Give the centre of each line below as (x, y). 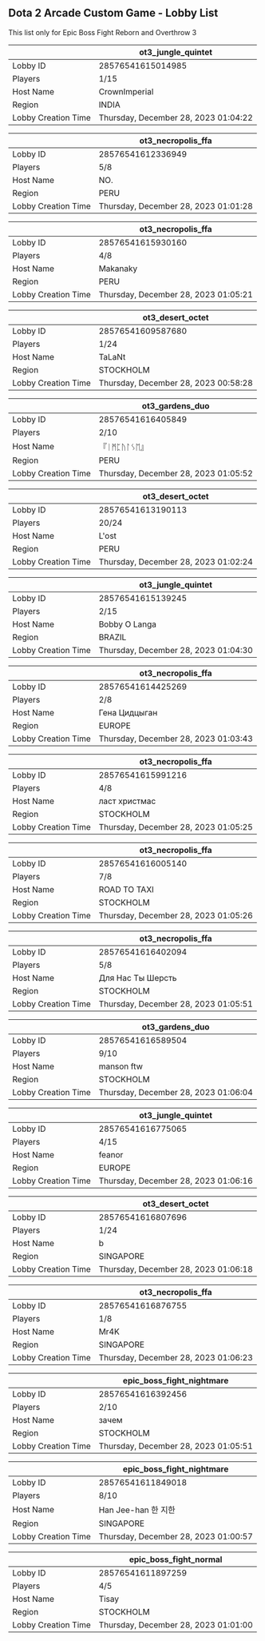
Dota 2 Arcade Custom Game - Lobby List (113, 13)
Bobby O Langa (128, 624)
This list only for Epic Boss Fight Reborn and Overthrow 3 (103, 32)
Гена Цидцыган (128, 712)
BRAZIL (113, 637)
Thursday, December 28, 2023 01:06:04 (176, 1092)
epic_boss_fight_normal (176, 1559)
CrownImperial (126, 91)
